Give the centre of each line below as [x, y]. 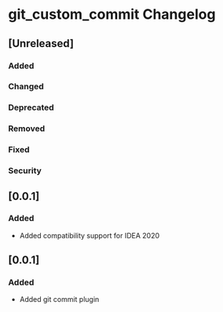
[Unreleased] [41, 44]
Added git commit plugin [59, 299]
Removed [27, 129]
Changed [26, 86]
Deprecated [31, 107]
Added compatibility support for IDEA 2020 [90, 235]
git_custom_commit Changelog [112, 15]
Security [25, 171]
